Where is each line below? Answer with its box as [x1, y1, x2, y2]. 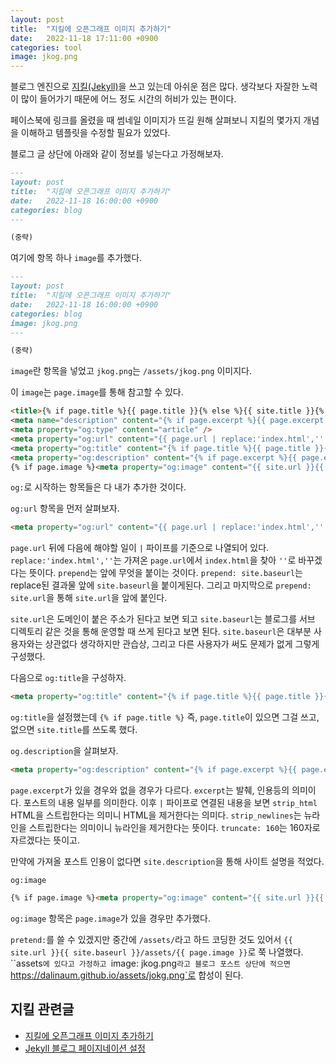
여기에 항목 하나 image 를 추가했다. [10, 252, 143, 264]
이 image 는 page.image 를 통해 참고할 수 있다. [10, 386, 184, 398]
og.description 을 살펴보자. [10, 745, 119, 757]
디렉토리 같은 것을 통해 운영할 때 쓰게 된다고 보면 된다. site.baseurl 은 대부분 [10, 626, 312, 638]
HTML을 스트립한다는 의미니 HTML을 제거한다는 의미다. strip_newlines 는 [10, 809, 302, 821]
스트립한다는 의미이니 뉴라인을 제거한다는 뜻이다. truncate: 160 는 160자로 [28, 822, 321, 833]
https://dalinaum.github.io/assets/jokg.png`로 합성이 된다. [10, 969, 244, 981]
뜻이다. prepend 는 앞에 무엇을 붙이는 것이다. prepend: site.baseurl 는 [28, 567, 303, 579]
